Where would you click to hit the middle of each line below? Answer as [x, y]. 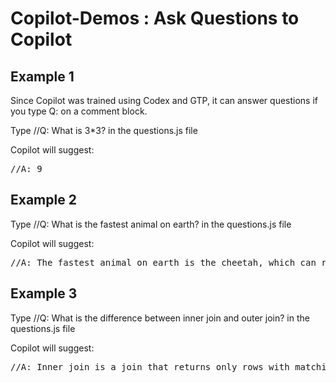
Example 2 [43, 200]
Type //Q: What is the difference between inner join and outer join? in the [160, 318]
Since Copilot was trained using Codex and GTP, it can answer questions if [164, 100]
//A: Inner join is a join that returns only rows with [150, 366]
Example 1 [42, 76]
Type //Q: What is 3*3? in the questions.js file [104, 130]
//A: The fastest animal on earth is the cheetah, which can [163, 262]
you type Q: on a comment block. [79, 111]
